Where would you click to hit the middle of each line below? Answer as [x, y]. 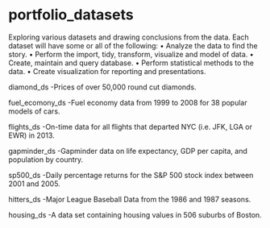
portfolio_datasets [71, 15]
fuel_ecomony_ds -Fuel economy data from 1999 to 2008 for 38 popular [128, 102]
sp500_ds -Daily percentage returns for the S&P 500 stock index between [131, 175]
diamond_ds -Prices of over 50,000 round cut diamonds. [102, 87]
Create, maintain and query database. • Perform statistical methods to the [131, 63]
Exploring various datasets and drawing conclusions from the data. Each [129, 37]
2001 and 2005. [34, 184]
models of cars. [34, 111]
